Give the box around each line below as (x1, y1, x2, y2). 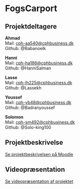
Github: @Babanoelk (5, 46, 46, 51)
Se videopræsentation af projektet (5, 178, 74, 184)
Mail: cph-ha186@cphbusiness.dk (5, 60, 73, 66)
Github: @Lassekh (5, 85, 42, 90)
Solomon (5, 114, 24, 120)
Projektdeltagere (5, 22, 57, 31)
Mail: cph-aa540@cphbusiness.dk (5, 40, 74, 46)
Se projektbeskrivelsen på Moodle (5, 151, 74, 157)
